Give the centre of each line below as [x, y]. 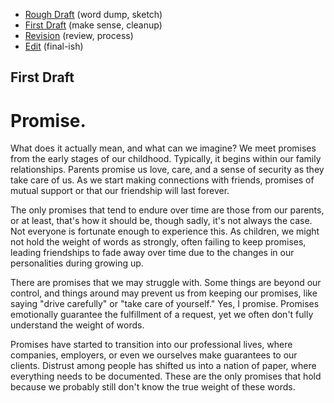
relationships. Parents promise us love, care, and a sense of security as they [167, 170]
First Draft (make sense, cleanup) [93, 25]
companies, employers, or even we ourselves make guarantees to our [154, 355]
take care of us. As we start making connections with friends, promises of [162, 180]
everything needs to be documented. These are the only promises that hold [166, 376]
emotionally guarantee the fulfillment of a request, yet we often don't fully [162, 315]
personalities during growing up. [77, 263]
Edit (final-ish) [54, 46]
